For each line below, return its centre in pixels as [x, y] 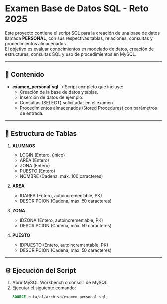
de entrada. [32, 113]
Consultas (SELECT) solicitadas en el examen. [67, 102]
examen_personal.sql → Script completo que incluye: [68, 86]
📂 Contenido [25, 75]
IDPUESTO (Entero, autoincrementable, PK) [64, 245]
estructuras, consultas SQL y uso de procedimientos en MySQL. [71, 54]
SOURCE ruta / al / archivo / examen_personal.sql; [60, 297]
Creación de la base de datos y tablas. [59, 92]
